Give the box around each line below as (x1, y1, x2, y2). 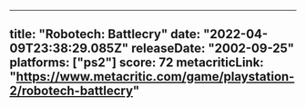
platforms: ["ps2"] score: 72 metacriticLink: (9, 55, 264, 71)
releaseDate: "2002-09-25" (130, 41, 294, 56)
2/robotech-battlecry (9, 83, 134, 99)
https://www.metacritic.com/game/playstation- (15, 69, 295, 84)
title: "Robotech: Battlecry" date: (9, 26, 201, 42)
